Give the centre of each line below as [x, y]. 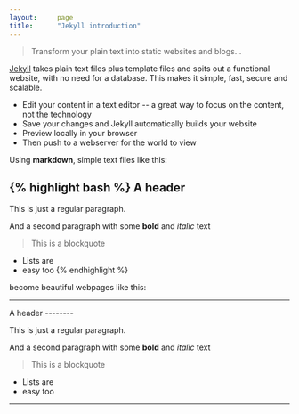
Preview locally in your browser [80, 133]
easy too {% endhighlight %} [75, 270]
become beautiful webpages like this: [78, 288]
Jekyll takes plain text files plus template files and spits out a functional [140, 69]
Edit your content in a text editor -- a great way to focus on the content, [153, 104]
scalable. [26, 87]
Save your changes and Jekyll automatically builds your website [140, 123]
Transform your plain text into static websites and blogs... [136, 51]
